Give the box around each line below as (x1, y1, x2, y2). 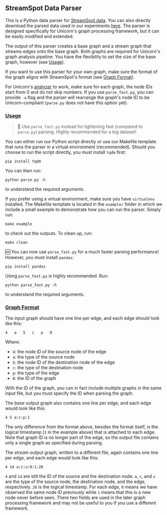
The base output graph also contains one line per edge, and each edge (5, 400, 152, 406)
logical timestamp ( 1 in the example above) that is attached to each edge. (5, 429, 156, 435)
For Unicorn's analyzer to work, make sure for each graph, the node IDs (5, 84, 153, 90)
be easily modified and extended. (5, 33, 74, 39)
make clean (5, 240, 28, 245)
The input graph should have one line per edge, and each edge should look (5, 315, 160, 321)
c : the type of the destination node (12, 365, 83, 371)
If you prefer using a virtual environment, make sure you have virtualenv (5, 196, 155, 202)
